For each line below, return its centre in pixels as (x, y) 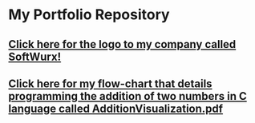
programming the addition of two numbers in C (127, 96)
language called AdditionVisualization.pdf (115, 108)
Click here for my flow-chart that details (110, 83)
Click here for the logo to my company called (122, 44)
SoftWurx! (35, 56)
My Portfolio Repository (89, 15)
